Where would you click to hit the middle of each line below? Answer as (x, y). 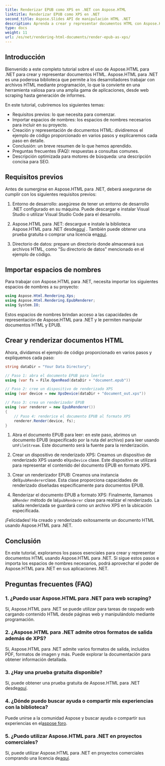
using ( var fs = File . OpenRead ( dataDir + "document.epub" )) (68, 380)
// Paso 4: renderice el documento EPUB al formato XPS (72, 416)
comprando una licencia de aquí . (38, 758)
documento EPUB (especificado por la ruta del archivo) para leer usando (86, 440)
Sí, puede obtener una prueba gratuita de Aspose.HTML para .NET (72, 683)
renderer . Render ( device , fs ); (45, 421)
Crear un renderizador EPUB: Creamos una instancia (65, 475)
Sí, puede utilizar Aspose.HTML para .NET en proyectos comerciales (74, 753)
